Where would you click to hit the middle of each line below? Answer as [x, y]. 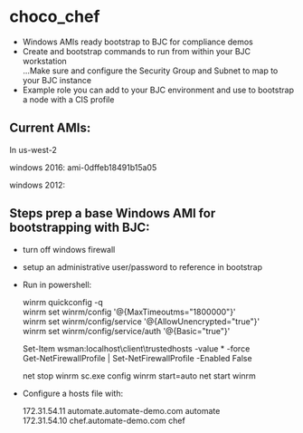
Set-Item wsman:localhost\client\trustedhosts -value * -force [136, 348]
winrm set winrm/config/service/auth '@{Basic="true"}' [126, 331]
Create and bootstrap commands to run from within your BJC [137, 51]
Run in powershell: [57, 284]
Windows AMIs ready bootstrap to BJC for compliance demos [137, 42]
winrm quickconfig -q [62, 302]
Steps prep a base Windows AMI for [113, 213]
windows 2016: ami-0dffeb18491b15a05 [83, 167]
